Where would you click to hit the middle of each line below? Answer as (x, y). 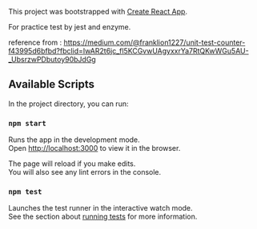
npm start (27, 123)
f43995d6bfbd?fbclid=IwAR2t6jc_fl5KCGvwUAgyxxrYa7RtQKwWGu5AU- (129, 51)
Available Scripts (51, 84)
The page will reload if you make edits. (72, 164)
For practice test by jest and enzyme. (70, 27)
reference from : (35, 42)
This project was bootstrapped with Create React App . (98, 12)
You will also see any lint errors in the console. (85, 172)
